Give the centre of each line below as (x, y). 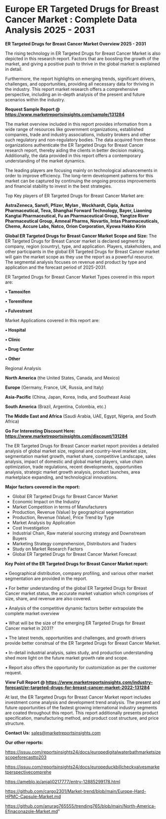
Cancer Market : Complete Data (71, 20)
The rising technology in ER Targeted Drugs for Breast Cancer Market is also (83, 53)
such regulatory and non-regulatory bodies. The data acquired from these (80, 140)
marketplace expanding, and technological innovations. (61, 477)
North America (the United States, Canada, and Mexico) (62, 378)
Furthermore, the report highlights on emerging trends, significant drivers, (80, 79)
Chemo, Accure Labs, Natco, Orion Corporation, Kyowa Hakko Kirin (76, 226)
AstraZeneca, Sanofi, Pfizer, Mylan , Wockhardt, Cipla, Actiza (70, 205)
